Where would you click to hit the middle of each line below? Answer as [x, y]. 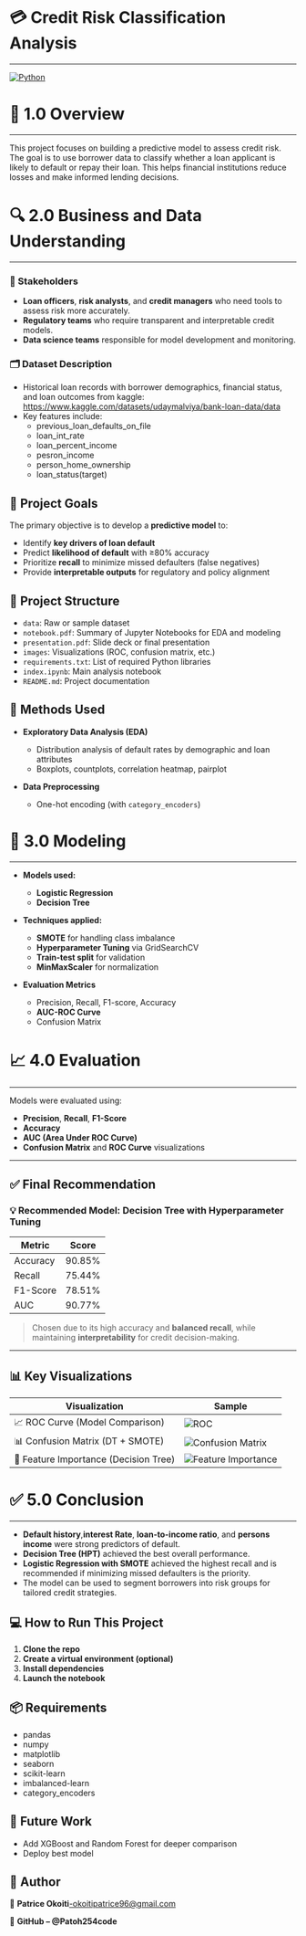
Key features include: [62, 416]
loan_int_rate [60, 436]
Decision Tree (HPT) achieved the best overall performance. [136, 1554]
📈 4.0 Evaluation [75, 1060]
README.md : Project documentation [86, 681]
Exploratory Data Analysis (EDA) [85, 731]
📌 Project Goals [54, 503]
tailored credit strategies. [70, 1593]
